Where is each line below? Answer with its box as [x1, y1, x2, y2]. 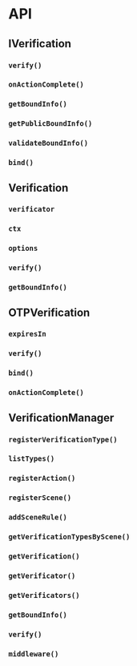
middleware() [8, 649, 59, 658]
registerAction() [8, 474, 76, 483]
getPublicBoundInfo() [8, 119, 93, 128]
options [8, 244, 38, 253]
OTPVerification [8, 305, 91, 319]
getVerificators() [8, 591, 80, 599]
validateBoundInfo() [8, 139, 89, 148]
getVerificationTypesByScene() [8, 532, 131, 542]
